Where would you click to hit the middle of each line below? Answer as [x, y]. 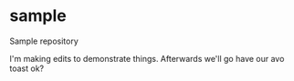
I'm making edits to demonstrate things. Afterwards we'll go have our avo [147, 58]
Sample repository [44, 41]
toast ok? [26, 68]
